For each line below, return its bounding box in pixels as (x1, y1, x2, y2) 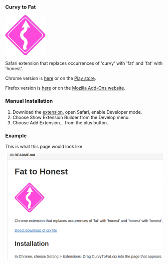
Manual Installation (5, 98, 53, 105)
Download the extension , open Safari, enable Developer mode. (12, 109, 142, 115)
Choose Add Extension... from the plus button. (12, 119, 108, 126)
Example (5, 132, 27, 139)
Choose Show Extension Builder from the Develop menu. (12, 114, 130, 120)
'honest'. (5, 66, 24, 72)
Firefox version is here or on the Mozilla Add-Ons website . (5, 85, 125, 91)
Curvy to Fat (5, 4, 36, 11)
